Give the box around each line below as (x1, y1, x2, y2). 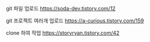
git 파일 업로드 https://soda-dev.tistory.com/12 (6, 5, 116, 12)
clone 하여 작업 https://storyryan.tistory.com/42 (6, 29, 120, 36)
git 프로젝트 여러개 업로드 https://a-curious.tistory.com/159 (6, 17, 144, 24)
